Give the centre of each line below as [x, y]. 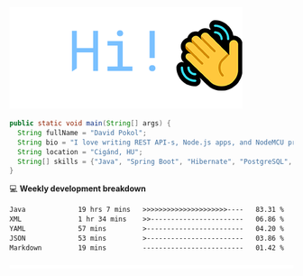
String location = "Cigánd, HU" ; [80, 152]
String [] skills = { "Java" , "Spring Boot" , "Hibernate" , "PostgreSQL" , [155, 161]
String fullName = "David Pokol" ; [82, 133]
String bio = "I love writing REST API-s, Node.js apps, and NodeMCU [151, 143]
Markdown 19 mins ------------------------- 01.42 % [147, 248]
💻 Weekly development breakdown [78, 189]
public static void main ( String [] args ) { [90, 124]
